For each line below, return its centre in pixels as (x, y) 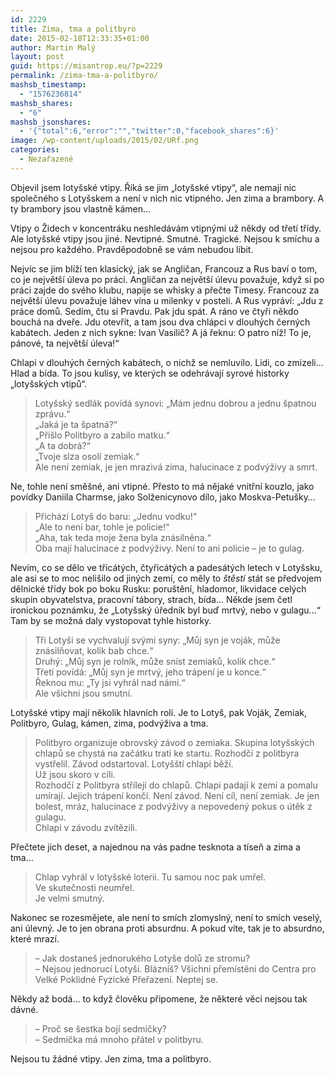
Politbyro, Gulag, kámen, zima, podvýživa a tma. (109, 723)
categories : (35, 150)
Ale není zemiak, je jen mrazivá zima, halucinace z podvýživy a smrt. (176, 467)
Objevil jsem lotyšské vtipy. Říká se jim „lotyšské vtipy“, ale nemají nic (153, 187)
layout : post (37, 57)
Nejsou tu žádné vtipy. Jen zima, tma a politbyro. (111, 1058)
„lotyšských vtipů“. (49, 383)
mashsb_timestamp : (48, 85)
